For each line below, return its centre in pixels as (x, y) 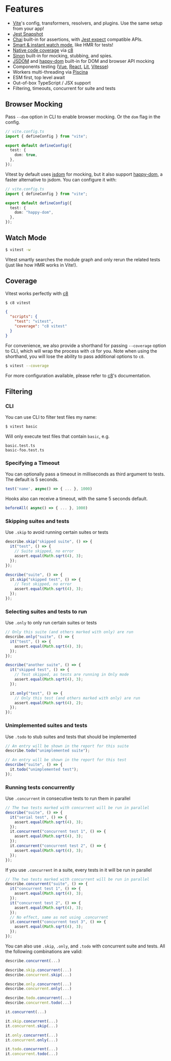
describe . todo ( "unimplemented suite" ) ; (48, 751)
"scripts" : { (24, 317)
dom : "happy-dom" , (34, 213)
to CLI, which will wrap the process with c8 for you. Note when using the (81, 351)
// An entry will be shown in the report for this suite (67, 746)
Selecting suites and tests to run (46, 612)
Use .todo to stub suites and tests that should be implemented (71, 736)
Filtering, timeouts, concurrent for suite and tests (64, 88)
